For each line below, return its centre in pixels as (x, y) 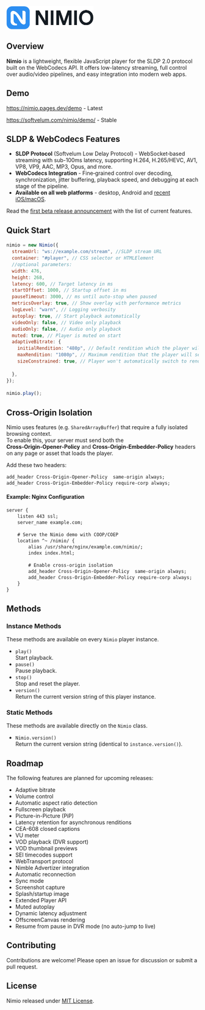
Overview (25, 46)
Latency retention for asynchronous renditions (73, 822)
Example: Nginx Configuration (45, 496)
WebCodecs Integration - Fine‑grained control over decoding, (94, 173)
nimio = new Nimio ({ (33, 245)
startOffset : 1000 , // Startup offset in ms (69, 290)
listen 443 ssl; (38, 517)
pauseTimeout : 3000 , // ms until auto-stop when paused (84, 297)
